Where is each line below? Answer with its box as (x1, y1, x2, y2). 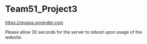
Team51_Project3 (5, 3, 78, 15)
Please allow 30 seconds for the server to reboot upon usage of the (5, 29, 143, 35)
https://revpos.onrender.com (5, 20, 63, 25)
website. (5, 34, 23, 40)
